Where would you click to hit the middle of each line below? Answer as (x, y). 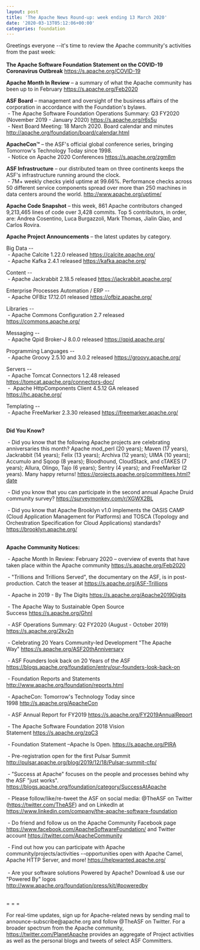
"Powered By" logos (31, 879)
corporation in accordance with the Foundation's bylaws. (76, 107)
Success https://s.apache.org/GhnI (49, 613)
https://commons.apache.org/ (43, 321)
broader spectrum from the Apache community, (65, 928)
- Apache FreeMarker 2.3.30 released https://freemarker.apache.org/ (93, 413)
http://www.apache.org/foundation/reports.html (65, 685)
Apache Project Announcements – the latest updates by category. (89, 237)
